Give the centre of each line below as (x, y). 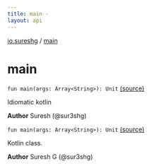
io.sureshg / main (33, 40)
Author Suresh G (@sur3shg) (50, 157)
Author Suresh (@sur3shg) (47, 116)
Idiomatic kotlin (29, 102)
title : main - (28, 14)
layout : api (25, 20)
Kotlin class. (25, 143)
